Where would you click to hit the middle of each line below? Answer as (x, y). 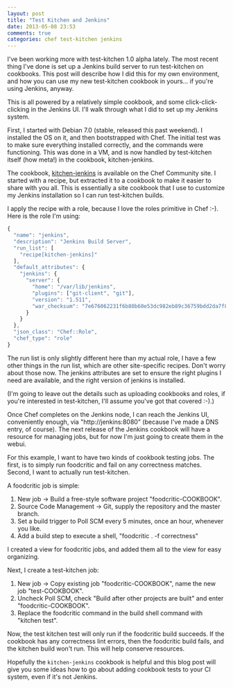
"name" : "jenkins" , (42, 235)
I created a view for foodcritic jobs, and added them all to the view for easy (114, 549)
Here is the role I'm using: (44, 216)
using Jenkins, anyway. (41, 89)
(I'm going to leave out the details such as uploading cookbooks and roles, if (116, 393)
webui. (17, 444)
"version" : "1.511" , (62, 300)
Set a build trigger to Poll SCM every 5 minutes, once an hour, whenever (120, 521)
